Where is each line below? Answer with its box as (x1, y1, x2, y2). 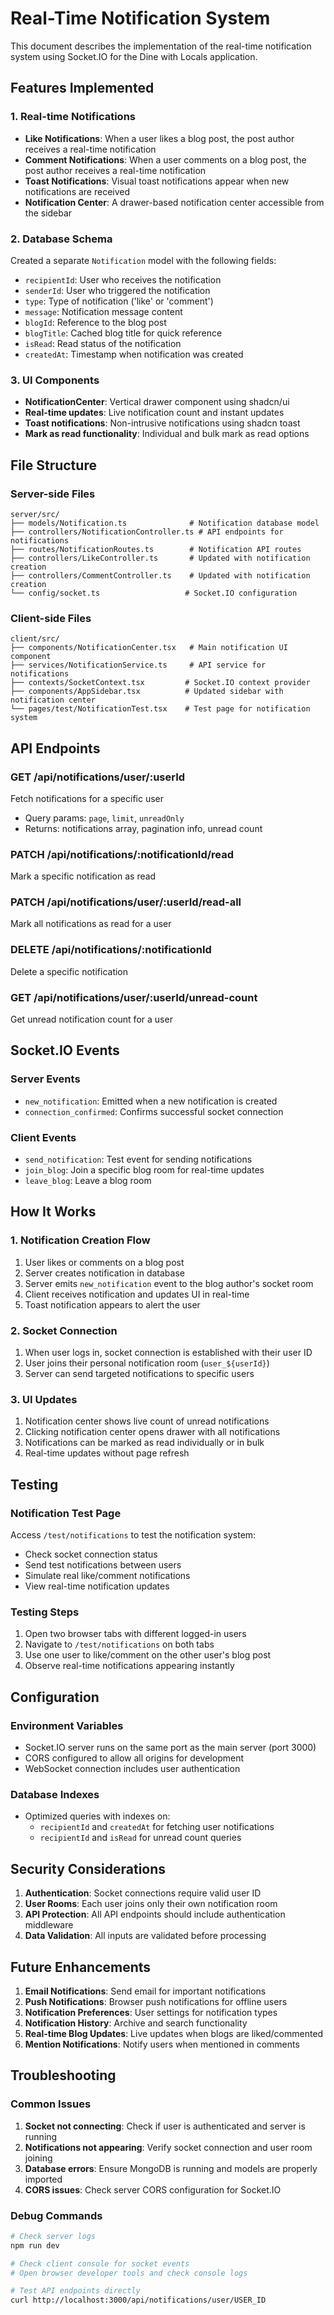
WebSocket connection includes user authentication (24, 1763, 241, 1775)
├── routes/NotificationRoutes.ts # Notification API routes (10, 544, 302, 554)
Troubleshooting (10, 2067, 117, 2084)
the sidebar (24, 207, 73, 219)
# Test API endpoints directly (10, 2286, 141, 2296)
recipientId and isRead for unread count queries (39, 1832, 242, 1844)
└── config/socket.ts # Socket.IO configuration (10, 588, 298, 598)
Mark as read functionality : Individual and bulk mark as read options (24, 428, 310, 440)
